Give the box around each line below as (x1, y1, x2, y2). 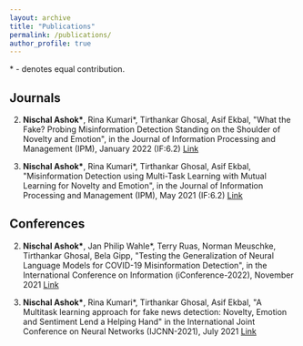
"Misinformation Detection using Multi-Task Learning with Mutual (22, 170, 267, 182)
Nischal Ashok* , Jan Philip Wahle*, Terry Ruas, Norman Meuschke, (22, 240, 276, 251)
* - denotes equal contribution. (9, 64, 126, 75)
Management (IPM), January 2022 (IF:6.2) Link (22, 143, 199, 155)
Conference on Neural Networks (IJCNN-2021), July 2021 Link (22, 325, 258, 337)
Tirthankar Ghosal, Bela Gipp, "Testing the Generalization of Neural (22, 249, 275, 260)
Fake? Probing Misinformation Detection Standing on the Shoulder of (22, 124, 281, 135)
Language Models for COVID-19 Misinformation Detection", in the (22, 259, 268, 270)
